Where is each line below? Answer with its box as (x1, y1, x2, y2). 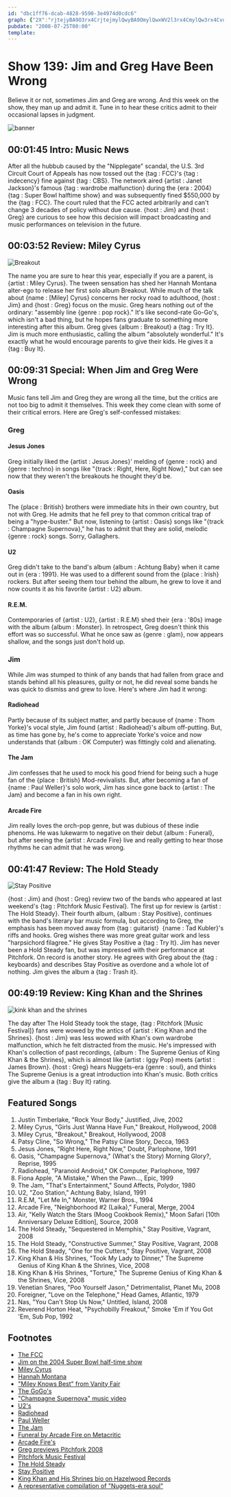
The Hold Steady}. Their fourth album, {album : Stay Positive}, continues (8, 910, 212, 918)
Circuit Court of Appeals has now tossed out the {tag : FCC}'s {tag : (8, 169, 199, 177)
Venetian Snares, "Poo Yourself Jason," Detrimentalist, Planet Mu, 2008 (17, 1283, 221, 1291)
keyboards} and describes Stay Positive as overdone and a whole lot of (8, 960, 209, 969)
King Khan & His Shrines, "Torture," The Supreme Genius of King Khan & (17, 1269, 222, 1277)
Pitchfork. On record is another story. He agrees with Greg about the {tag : (8, 953, 218, 961)
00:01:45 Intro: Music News (8, 143, 130, 155)
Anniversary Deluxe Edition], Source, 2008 (17, 1217, 139, 1225)
